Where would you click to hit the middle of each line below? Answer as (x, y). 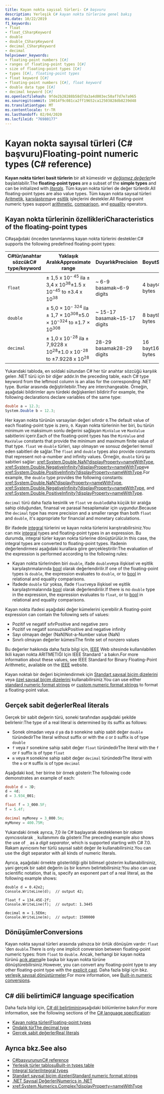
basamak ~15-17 (115, 318)
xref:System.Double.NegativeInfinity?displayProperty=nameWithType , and (80, 488)
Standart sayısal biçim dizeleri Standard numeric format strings (75, 1076)
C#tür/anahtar (24, 256)
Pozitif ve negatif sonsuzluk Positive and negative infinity (69, 629)
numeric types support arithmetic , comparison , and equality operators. (76, 204)
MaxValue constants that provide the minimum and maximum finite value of (80, 441)
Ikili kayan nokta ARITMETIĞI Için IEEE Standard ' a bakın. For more (72, 654)
